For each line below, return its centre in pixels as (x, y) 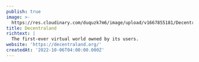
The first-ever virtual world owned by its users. (75, 39)
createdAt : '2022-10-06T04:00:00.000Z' (55, 50)
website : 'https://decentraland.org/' (54, 45)
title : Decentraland (32, 28)
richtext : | (21, 34)
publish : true (24, 12)
